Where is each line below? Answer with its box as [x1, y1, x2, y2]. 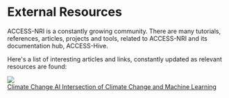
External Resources [7, 4, 123, 20]
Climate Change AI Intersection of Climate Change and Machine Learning [7, 82, 217, 90]
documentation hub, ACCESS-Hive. [7, 41, 109, 50]
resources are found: [7, 62, 67, 70]
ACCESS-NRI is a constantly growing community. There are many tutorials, [7, 27, 221, 35]
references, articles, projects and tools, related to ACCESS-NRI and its [7, 34, 208, 42]
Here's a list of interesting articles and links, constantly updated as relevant [7, 55, 222, 63]
